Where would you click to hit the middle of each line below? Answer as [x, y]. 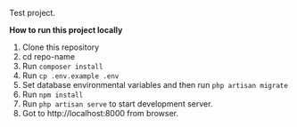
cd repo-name [49, 56]
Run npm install [53, 94]
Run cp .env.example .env [70, 75]
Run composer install [62, 66]
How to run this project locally [66, 30]
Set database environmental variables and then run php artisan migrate [155, 85]
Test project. [33, 13]
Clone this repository [61, 47]
